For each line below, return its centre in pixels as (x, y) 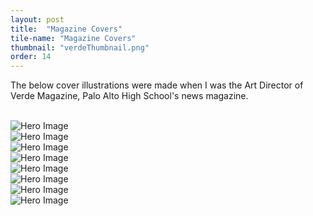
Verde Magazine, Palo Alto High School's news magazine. (129, 96)
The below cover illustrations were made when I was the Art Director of (157, 85)
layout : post (37, 19)
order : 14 (31, 57)
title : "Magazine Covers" (66, 29)
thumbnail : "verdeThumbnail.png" (80, 47)
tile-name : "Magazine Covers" (73, 38)
